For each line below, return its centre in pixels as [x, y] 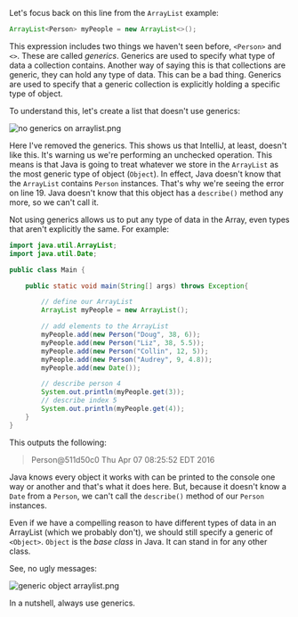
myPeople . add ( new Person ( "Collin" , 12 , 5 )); [125, 351]
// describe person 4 [81, 384]
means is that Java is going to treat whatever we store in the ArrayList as [144, 164]
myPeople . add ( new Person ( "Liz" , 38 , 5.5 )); [123, 342]
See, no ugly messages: [53, 568]
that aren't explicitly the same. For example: [89, 229]
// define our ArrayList [87, 302]
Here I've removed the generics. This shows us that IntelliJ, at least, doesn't [148, 145]
